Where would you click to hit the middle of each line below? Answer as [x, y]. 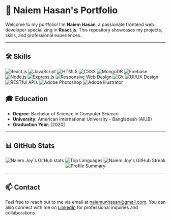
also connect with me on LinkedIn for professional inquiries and [72, 207]
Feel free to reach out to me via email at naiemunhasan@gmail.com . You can [85, 202]
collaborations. [21, 213]
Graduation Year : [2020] [39, 124]
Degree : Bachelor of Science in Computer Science [66, 113]
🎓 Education [27, 99]
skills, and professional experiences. [44, 35]
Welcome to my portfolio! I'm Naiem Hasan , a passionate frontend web [80, 24]
